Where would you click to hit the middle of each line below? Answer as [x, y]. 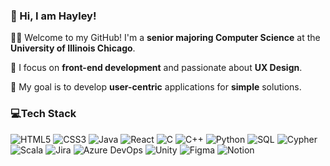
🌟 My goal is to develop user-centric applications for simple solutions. [156, 87]
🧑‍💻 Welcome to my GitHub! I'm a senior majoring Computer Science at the [165, 38]
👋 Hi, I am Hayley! [53, 16]
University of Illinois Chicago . [73, 48]
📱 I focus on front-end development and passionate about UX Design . [156, 68]
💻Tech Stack [43, 114]
